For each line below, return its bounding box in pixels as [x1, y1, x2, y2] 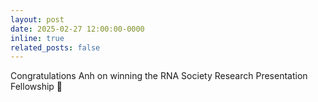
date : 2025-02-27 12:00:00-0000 [10, 24, 145, 34]
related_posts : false [10, 42, 101, 53]
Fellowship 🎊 [10, 81, 63, 93]
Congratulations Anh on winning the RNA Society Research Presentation [10, 70, 308, 82]
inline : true [10, 33, 65, 43]
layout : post [10, 14, 65, 25]
